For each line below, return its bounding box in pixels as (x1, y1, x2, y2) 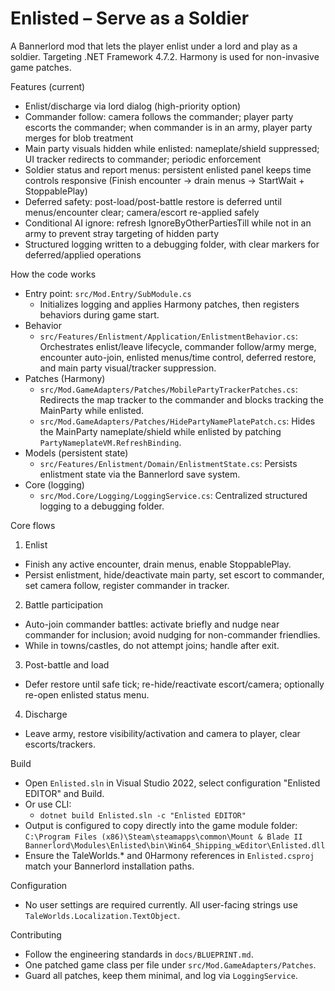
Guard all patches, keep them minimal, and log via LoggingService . (24, 969, 298, 981)
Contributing (10, 928, 62, 941)
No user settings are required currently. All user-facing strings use (24, 898, 298, 911)
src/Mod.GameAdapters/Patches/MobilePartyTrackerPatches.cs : (39, 383, 298, 395)
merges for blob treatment (24, 132, 134, 144)
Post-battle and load (24, 658, 110, 671)
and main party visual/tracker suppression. (39, 362, 217, 374)
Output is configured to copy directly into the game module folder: (24, 819, 298, 831)
